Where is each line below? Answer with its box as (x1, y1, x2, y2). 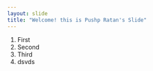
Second (17, 43, 40, 51)
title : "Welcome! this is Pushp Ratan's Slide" (7, 17, 147, 23)
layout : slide (7, 10, 48, 17)
